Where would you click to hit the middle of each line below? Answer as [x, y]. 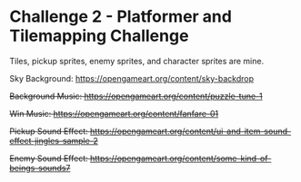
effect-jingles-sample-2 [54, 140]
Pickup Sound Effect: [49, 131]
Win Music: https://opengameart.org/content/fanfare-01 [114, 113]
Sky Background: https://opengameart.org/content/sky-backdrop [132, 78]
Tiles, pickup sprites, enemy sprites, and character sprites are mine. [137, 61]
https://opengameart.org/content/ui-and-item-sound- [191, 131]
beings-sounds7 [40, 168]
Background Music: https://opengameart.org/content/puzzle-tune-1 [136, 96]
